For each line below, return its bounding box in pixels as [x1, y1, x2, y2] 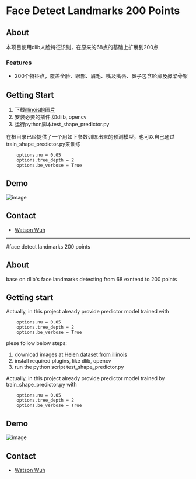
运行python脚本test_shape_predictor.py [14, 121, 110, 128]
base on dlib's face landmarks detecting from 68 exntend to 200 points [6, 275, 177, 282]
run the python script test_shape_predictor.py [14, 364, 124, 371]
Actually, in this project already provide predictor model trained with [6, 308, 169, 315]
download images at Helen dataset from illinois [14, 351, 127, 358]
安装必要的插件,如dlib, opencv [14, 113, 87, 120]
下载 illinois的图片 [14, 106, 55, 113]
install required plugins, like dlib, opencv [14, 357, 112, 364]
